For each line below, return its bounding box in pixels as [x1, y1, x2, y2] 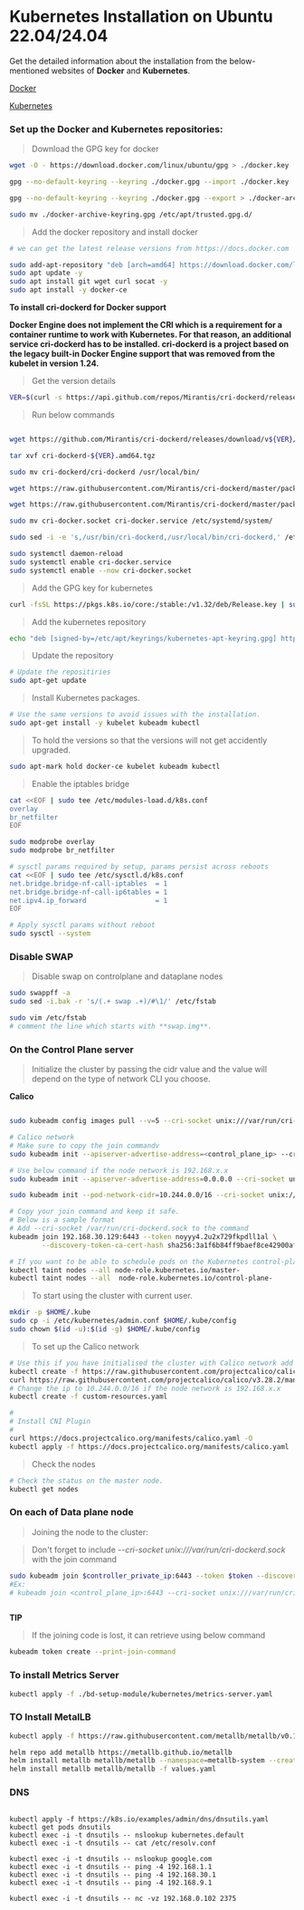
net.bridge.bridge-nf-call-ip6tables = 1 [9, 888, 168, 897]
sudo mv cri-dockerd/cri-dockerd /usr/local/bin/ [9, 467, 201, 476]
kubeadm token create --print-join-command [9, 1647, 176, 1656]
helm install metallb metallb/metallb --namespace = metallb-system [9, 1756, 265, 1765]
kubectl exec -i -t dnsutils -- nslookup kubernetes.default [9, 1830, 245, 1839]
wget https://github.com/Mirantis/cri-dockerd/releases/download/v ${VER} [9, 435, 294, 444]
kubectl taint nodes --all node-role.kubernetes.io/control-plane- [9, 1274, 273, 1283]
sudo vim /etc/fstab [9, 1013, 88, 1022]
